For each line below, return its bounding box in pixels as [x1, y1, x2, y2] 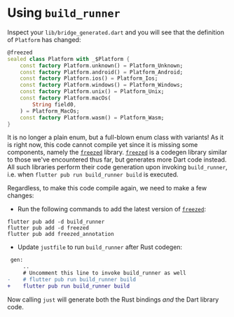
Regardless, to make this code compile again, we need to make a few [7, 184, 207, 192]
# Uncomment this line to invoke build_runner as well [22, 269, 187, 277]
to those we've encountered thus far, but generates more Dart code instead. [7, 155, 227, 164]
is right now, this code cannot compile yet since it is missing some [7, 141, 198, 149]
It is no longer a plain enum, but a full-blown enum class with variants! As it [7, 133, 224, 141]
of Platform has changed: [7, 35, 81, 43]
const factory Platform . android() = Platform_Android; [20, 69, 184, 76]
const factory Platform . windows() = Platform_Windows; [20, 82, 184, 89]
